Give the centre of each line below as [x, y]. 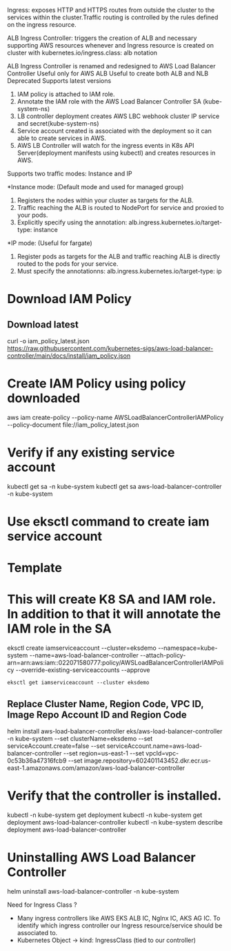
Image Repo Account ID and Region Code [97, 714]
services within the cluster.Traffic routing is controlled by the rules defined [113, 17]
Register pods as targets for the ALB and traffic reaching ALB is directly [119, 256]
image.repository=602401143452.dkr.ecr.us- [148, 760]
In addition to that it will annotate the [114, 614]
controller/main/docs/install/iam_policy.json [69, 356]
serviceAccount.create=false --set [56, 746]
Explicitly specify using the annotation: [72, 222]
